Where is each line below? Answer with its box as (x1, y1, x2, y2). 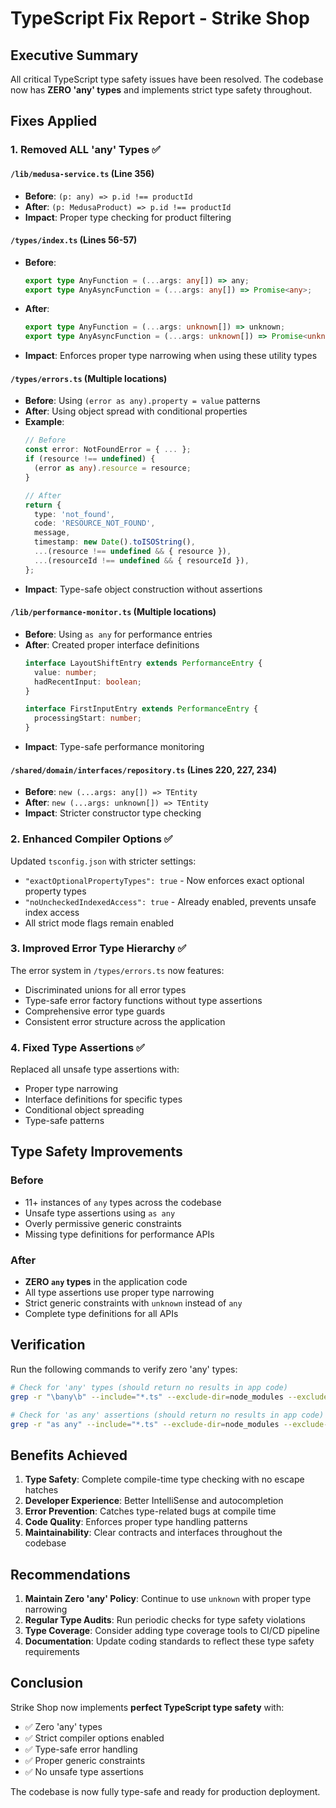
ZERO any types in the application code (24, 1276, 188, 1288)
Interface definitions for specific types (24, 1093, 183, 1106)
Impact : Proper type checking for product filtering (24, 211, 232, 223)
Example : (24, 416, 65, 428)
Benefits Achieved (10, 1447, 128, 1464)
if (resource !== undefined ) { (24, 454, 156, 464)
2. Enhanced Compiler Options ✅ (10, 832, 173, 846)
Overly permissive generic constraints (24, 1217, 182, 1229)
